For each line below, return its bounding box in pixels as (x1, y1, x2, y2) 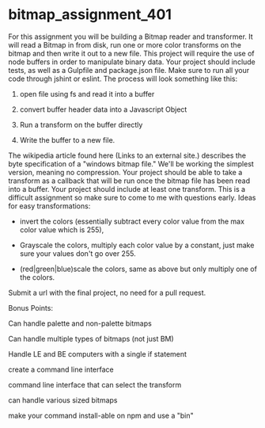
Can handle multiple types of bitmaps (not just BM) (8, 334, 174, 343)
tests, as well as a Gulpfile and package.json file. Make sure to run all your (8, 65, 250, 75)
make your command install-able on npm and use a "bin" (8, 411, 194, 420)
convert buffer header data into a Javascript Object (19, 105, 187, 114)
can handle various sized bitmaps (8, 395, 118, 405)
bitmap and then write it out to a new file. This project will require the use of (8, 48, 255, 58)
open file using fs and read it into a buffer (19, 89, 155, 98)
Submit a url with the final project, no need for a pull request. (8, 288, 206, 297)
